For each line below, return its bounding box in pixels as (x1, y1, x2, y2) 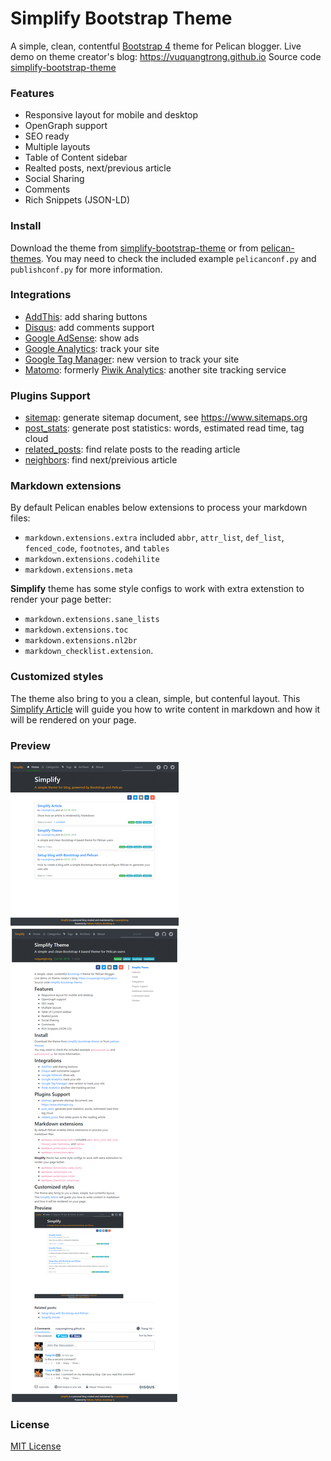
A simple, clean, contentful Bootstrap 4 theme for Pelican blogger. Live (10, 40, 302, 52)
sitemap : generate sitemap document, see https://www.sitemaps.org (24, 412, 308, 424)
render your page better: (10, 593, 112, 606)
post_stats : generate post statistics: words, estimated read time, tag (24, 422, 305, 434)
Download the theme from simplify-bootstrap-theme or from (10, 242, 259, 254)
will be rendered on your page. (10, 713, 137, 726)
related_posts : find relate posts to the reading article (24, 443, 241, 456)
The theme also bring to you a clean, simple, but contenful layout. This (10, 692, 301, 704)
